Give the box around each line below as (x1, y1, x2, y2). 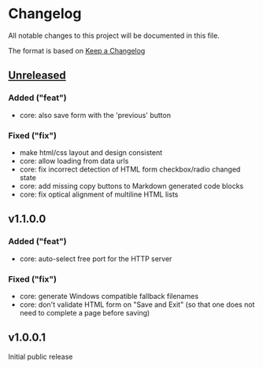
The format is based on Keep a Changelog (8, 46, 146, 55)
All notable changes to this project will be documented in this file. (8, 31, 220, 40)
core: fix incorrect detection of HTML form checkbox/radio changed (19, 164, 241, 174)
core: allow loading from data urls (19, 156, 129, 165)
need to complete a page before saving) (19, 308, 150, 317)
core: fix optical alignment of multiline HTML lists (19, 190, 179, 199)
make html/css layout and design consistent (19, 147, 163, 157)
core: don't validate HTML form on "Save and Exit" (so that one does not (19, 300, 255, 309)
